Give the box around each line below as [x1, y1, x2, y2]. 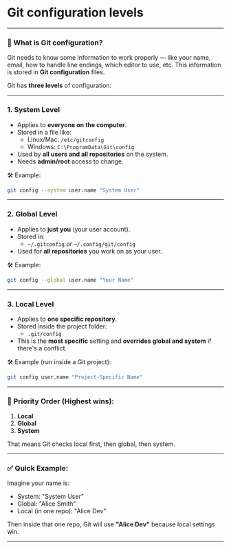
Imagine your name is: [7, 479, 70, 487]
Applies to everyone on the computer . [16, 120, 127, 128]
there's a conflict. [16, 344, 67, 352]
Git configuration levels [7, 5, 144, 21]
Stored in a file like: [16, 128, 72, 136]
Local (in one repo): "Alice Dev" [16, 507, 107, 515]
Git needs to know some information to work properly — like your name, [7, 54, 211, 62]
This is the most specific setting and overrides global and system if [16, 337, 212, 345]
